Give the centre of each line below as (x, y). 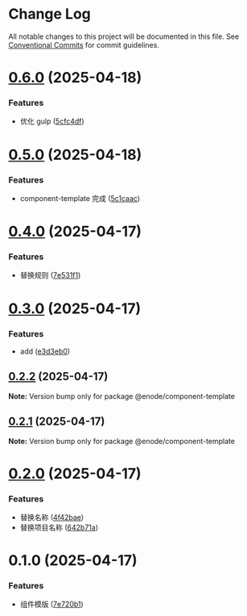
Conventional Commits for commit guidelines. (84, 44)
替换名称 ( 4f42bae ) (52, 517)
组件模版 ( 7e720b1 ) (52, 604)
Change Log (49, 14)
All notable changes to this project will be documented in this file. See (124, 36)
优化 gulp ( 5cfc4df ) (52, 121)
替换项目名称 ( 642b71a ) (59, 527)
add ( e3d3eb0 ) (45, 351)
